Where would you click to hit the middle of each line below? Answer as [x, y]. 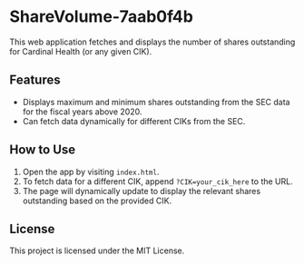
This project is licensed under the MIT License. [97, 250]
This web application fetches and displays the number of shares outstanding [152, 42]
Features [35, 80]
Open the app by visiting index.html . [91, 172]
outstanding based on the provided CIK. [97, 201]
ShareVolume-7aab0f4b [101, 17]
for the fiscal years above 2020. [82, 112]
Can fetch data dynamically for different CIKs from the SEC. [134, 121]
